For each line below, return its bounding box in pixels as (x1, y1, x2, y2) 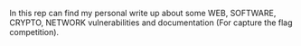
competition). (9, 27, 60, 37)
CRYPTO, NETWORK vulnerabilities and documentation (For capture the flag (9, 17, 293, 28)
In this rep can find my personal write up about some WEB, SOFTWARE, (9, 8, 277, 18)
